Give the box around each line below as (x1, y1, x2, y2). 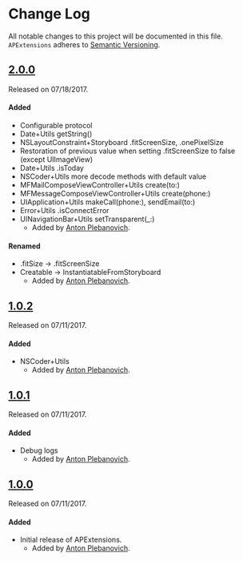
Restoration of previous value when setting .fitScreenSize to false (19, 146, 236, 155)
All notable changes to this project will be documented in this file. (8, 31, 224, 41)
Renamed (8, 241, 42, 251)
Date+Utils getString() (19, 129, 93, 139)
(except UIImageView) (19, 154, 94, 164)
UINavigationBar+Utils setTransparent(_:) (19, 214, 155, 224)
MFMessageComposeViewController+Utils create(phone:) (19, 188, 211, 198)
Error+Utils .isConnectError (19, 205, 110, 215)
